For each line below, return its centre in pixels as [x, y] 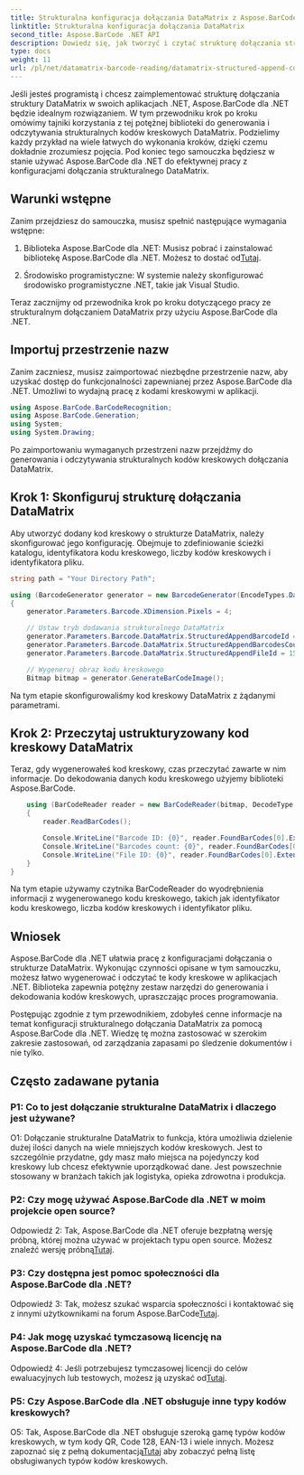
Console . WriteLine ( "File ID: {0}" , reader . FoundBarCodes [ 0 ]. [160, 855]
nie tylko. [27, 1053]
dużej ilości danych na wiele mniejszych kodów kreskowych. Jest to [136, 1147]
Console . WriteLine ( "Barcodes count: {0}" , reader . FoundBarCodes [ [168, 846]
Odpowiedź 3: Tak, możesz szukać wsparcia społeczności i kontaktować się [152, 1304]
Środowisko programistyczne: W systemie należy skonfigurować [143, 275]
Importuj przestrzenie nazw [90, 350]
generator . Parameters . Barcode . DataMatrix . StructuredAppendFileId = [156, 653]
